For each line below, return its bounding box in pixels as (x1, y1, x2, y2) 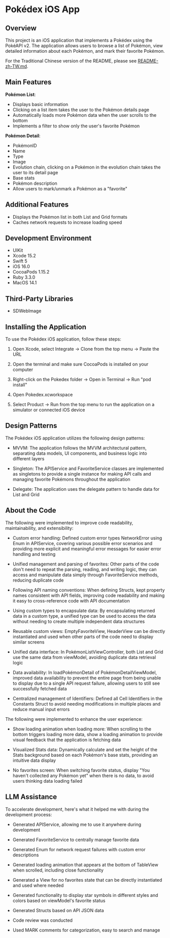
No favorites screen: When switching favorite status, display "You (12, 767, 150, 773)
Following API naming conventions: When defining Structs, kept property (12, 587, 165, 593)
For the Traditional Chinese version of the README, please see (5, 58, 137, 64)
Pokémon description (12, 180, 57, 186)
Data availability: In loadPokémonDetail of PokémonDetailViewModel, (12, 669, 157, 676)
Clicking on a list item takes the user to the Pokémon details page (12, 107, 150, 113)
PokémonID (12, 142, 37, 148)
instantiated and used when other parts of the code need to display (12, 633, 154, 640)
